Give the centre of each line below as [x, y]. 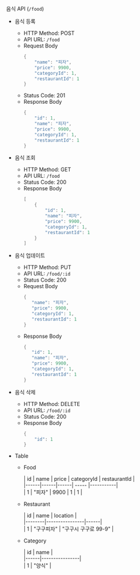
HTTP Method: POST [49, 33]
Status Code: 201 [44, 95]
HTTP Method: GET [47, 170]
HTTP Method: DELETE [52, 404]
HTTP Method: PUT [47, 267]
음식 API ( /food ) [25, 9]
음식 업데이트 [30, 255]
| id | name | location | [50, 516]
